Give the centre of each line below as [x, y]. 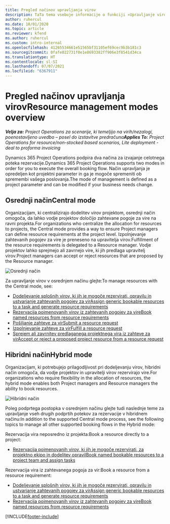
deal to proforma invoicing [33, 148]
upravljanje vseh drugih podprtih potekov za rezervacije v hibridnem [76, 414]
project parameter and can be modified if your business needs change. [79, 184]
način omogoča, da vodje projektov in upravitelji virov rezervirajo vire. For [81, 372]
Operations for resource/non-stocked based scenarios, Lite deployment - [82, 142]
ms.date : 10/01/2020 [27, 24]
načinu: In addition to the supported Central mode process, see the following [84, 419]
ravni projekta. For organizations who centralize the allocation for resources [83, 223]
